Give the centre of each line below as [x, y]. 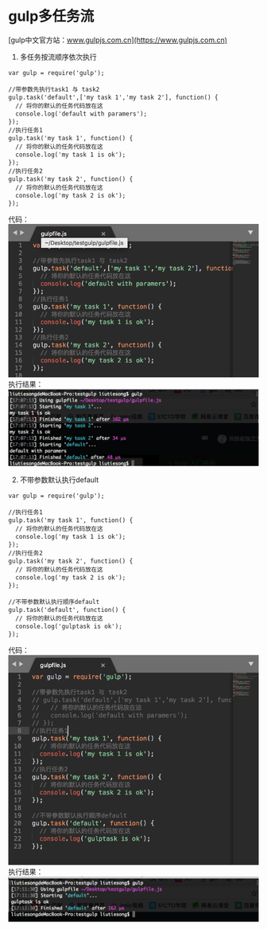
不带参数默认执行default [59, 480]
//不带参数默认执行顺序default [54, 602]
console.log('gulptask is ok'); [69, 626]
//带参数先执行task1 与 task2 [54, 89]
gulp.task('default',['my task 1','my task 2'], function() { [113, 97]
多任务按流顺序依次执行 [58, 57]
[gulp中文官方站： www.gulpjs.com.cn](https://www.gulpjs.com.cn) [118, 40]
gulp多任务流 [51, 16]
